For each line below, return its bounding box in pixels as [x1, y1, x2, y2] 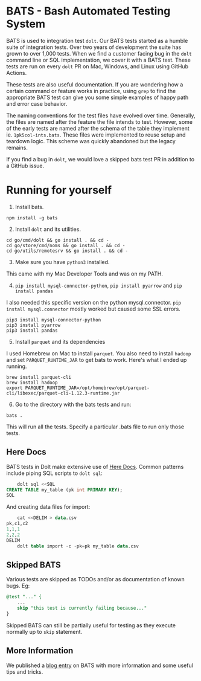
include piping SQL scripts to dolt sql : [6, 470, 103, 477]
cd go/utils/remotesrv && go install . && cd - [6, 248, 129, 254]
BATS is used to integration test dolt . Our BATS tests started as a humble [6, 37, 188, 44]
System [6, 17, 46, 31]
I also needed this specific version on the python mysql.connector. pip [6, 299, 182, 306]
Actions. [6, 69, 27, 76]
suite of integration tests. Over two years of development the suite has [6, 44, 182, 51]
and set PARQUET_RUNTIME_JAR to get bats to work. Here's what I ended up [6, 356, 187, 363]
